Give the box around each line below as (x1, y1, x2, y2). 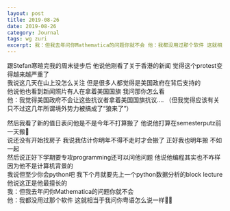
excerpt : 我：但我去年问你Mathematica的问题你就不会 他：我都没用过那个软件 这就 (7, 42, 218, 49)
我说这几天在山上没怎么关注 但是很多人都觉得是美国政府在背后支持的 (7, 79, 201, 86)
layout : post (7, 10, 44, 17)
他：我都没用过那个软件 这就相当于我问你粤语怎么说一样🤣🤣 (7, 196, 173, 204)
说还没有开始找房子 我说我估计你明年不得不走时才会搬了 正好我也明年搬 (7, 136, 209, 144)
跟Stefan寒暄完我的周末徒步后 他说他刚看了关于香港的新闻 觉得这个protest (7, 62, 217, 69)
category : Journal (7, 29, 60, 36)
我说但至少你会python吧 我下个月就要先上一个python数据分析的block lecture (7, 171, 223, 178)
